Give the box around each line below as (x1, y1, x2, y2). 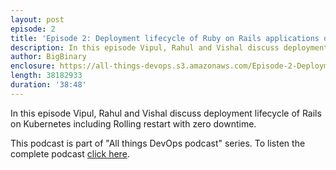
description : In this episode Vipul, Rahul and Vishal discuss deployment (10, 42, 329, 53)
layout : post (10, 14, 65, 25)
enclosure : (10, 61, 56, 71)
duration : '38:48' (10, 80, 87, 90)
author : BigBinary (10, 52, 87, 62)
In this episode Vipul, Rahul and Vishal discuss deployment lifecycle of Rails (10, 107, 322, 119)
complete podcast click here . (10, 147, 130, 160)
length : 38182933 (10, 71, 83, 81)
